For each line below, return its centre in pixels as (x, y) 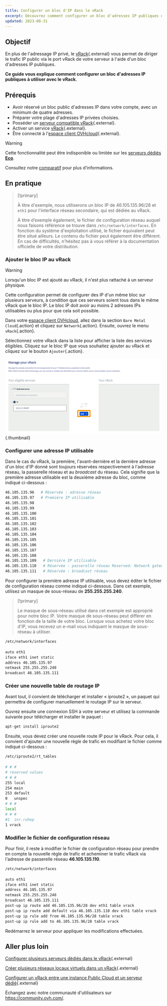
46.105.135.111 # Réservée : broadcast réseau (56, 571)
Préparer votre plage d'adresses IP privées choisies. (66, 118)
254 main (14, 788)
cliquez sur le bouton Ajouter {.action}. (44, 351)
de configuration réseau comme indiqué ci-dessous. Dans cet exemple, (78, 586)
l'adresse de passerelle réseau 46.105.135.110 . (53, 859)
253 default (17, 793)
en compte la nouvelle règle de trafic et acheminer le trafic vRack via (76, 854)
